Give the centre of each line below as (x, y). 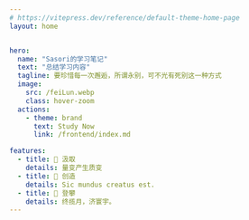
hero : (19, 51)
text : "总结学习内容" (54, 67)
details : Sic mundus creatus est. (90, 185)
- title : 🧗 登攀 (46, 193)
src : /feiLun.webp (60, 92)
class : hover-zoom (60, 100)
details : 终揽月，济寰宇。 (71, 201)
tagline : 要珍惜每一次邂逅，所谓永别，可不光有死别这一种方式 (120, 76)
